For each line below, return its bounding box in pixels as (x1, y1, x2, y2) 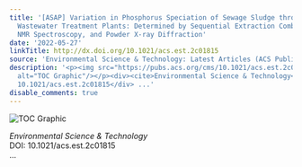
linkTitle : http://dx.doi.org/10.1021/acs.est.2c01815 (9, 47, 219, 56)
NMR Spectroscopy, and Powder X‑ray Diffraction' (17, 30, 207, 39)
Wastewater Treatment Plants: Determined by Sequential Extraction (17, 22, 276, 31)
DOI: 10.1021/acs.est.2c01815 (9, 140, 116, 151)
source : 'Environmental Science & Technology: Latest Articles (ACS (9, 55, 271, 64)
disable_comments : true (9, 88, 99, 97)
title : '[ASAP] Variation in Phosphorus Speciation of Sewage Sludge (9, 13, 276, 22)
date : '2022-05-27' (9, 38, 83, 48)
